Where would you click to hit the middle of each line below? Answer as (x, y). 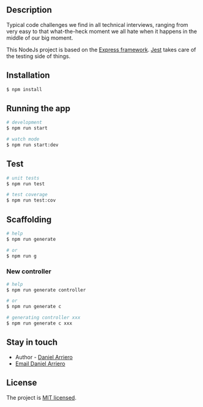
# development (24, 123)
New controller (29, 271)
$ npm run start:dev (33, 145)
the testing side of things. (39, 56)
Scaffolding (29, 219)
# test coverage (27, 195)
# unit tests (23, 178)
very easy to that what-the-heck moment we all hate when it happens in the (102, 31)
